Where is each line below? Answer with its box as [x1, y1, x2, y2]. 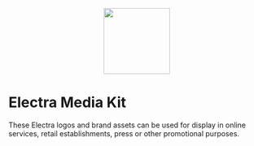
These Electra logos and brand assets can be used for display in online [8, 120, 247, 130]
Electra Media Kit [8, 93, 126, 112]
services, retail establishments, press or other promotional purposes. [8, 128, 240, 138]
